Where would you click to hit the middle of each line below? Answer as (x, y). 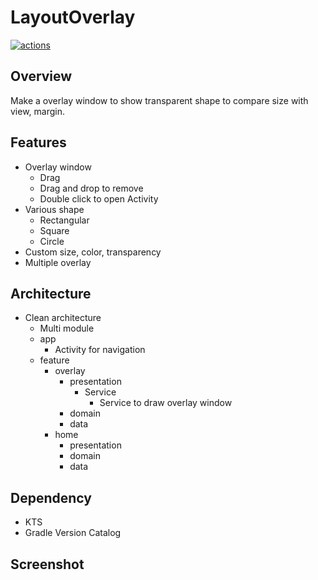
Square (54, 230)
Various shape (54, 209)
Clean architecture (63, 318)
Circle (52, 241)
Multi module (67, 328)
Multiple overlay (58, 262)
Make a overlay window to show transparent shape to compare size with (159, 100)
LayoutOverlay (73, 17)
